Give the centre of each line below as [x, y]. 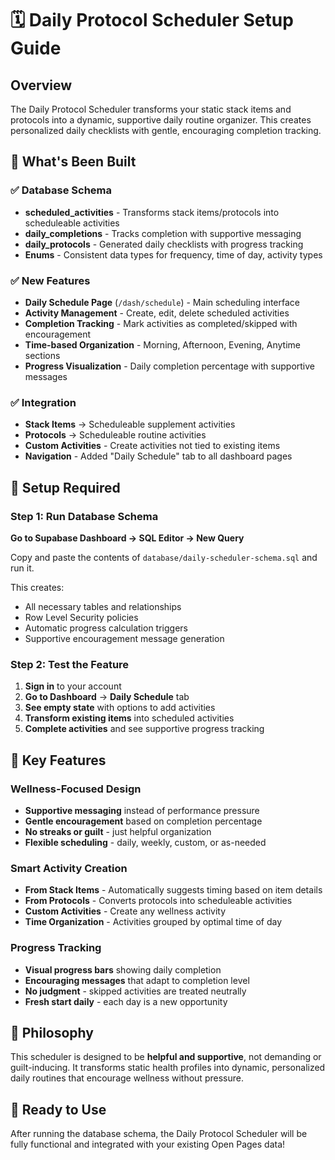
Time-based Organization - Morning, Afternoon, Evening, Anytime [162, 344]
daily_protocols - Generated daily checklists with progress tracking [164, 244]
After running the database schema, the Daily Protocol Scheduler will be [159, 1134]
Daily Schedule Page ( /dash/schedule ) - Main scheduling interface [162, 302]
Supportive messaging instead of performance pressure [142, 810]
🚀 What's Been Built [73, 162]
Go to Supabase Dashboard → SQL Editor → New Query [127, 538]
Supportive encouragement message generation [124, 638]
